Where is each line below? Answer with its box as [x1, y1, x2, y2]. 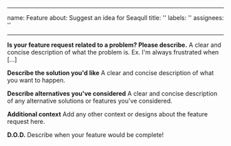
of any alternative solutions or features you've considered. [7, 97, 173, 105]
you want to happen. [7, 76, 65, 84]
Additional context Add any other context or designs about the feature [7, 110, 208, 118]
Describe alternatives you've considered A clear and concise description [7, 90, 218, 97]
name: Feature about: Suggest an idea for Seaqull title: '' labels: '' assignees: [7, 14, 224, 21]
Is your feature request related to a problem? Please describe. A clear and [7, 41, 221, 49]
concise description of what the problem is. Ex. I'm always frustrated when [7, 48, 219, 56]
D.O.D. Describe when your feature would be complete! [7, 131, 164, 138]
